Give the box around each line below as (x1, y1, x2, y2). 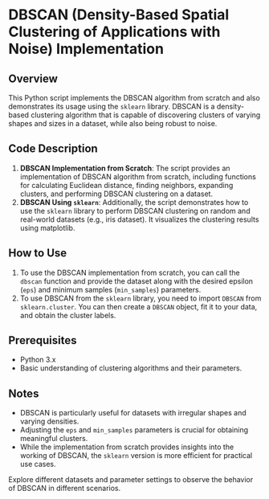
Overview (8, 72, 59, 85)
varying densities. (19, 416, 79, 427)
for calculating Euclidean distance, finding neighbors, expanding (19, 180, 234, 190)
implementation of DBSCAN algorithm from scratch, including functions (19, 171, 257, 182)
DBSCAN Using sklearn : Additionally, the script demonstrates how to (19, 197, 249, 207)
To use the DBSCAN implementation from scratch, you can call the (19, 268, 240, 277)
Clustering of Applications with (8, 22, 221, 41)
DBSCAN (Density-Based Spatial (8, 6, 230, 24)
